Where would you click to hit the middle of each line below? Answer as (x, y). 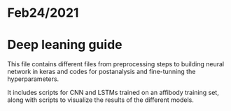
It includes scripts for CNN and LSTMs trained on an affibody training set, (113, 93)
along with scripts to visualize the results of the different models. (100, 100)
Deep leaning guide (65, 45)
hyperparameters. (33, 79)
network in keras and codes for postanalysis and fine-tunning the (101, 72)
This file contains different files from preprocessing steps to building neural (116, 64)
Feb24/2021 (43, 13)
